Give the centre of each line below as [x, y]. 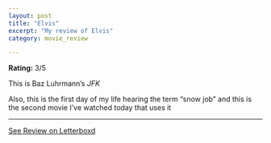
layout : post [30, 16]
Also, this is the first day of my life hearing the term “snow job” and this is [130, 99]
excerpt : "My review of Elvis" [61, 31]
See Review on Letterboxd [52, 131]
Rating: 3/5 [27, 68]
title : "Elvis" [34, 23]
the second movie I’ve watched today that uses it [90, 108]
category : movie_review [48, 38]
